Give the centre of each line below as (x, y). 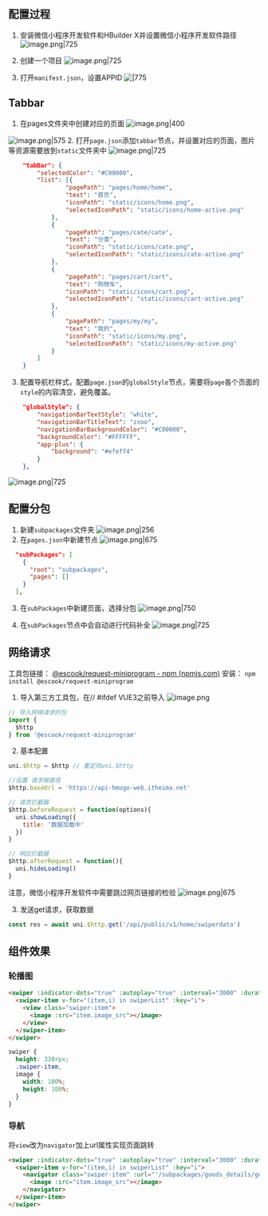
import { (23, 720)
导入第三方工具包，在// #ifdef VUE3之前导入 (92, 697)
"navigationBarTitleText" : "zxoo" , (96, 422)
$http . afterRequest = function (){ (66, 861)
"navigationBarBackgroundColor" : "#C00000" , (112, 430)
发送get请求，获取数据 (57, 909)
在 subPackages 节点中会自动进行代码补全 (85, 625)
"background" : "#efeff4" (92, 452)
